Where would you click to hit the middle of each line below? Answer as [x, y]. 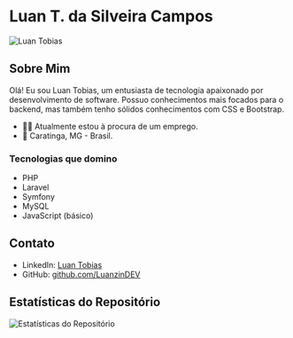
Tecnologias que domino [63, 159]
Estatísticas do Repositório [85, 302]
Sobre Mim [40, 69]
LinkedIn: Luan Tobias [62, 264]
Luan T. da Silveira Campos [112, 16]
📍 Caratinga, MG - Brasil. [67, 136]
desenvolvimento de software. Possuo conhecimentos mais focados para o [146, 99]
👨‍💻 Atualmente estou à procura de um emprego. [110, 126]
